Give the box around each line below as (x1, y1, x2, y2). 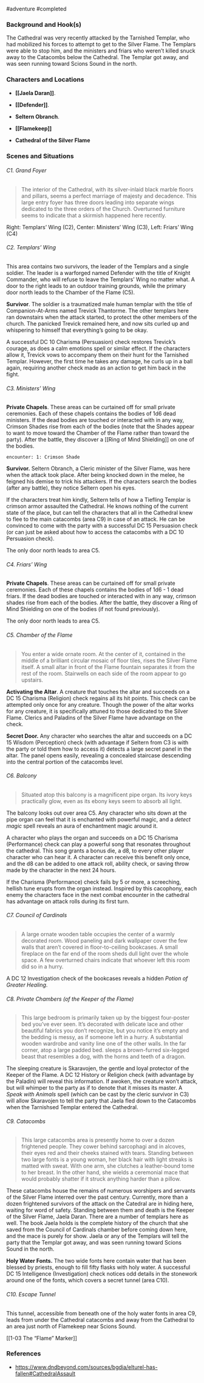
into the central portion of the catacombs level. (6, 758, 123, 765)
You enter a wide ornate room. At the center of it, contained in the (21, 650, 186, 657)
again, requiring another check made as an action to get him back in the (6, 364, 186, 371)
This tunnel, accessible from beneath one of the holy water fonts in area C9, (6, 1309, 197, 1317)
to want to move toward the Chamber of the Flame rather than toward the (6, 429, 189, 437)
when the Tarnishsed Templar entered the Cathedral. (6, 1104, 138, 1111)
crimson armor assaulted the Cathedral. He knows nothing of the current (6, 502, 188, 510)
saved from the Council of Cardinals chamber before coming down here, (6, 1226, 188, 1234)
